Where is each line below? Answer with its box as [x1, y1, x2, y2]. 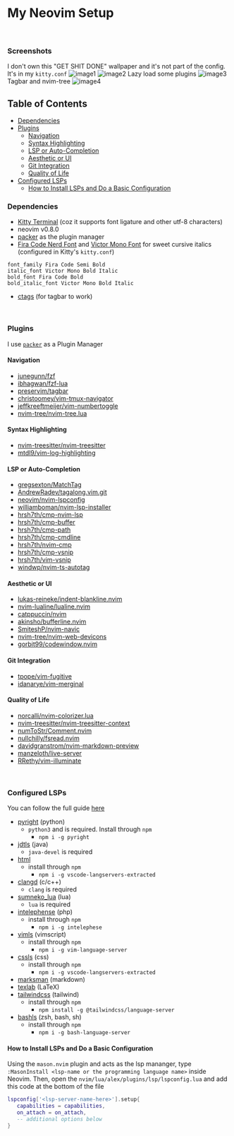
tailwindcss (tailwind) [17, 990, 80, 999]
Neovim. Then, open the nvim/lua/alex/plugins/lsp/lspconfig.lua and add [7, 1074, 228, 1083]
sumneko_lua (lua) [17, 893, 71, 901]
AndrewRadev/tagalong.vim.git [17, 488, 107, 496]
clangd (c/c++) [17, 878, 62, 886]
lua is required [27, 900, 70, 909]
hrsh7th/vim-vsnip [17, 556, 72, 564]
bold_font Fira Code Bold [7, 274, 83, 281]
